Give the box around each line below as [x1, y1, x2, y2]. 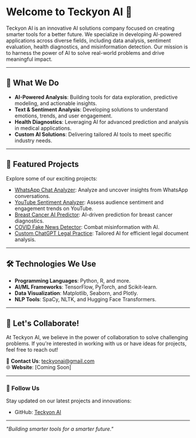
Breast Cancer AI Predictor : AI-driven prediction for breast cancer [14, 211, 173, 218]
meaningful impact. [6, 55, 52, 62]
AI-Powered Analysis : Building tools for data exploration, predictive [14, 93, 178, 100]
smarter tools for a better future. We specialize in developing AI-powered [6, 30, 182, 37]
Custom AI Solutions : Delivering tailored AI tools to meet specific [14, 131, 172, 138]
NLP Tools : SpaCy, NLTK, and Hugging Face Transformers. [14, 296, 156, 303]
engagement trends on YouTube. [14, 204, 93, 212]
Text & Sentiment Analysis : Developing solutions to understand [14, 106, 168, 113]
